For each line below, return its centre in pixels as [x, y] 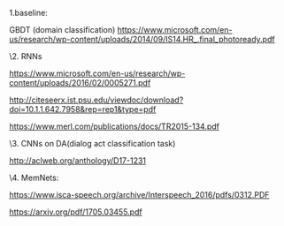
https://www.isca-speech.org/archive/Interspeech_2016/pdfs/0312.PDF [139, 195]
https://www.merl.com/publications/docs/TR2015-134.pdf [114, 126]
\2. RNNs [26, 56]
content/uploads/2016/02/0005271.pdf [80, 83]
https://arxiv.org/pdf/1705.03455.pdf [76, 212]
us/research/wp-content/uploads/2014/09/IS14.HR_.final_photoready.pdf [142, 39]
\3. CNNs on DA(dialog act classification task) [92, 143]
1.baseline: [29, 13]
